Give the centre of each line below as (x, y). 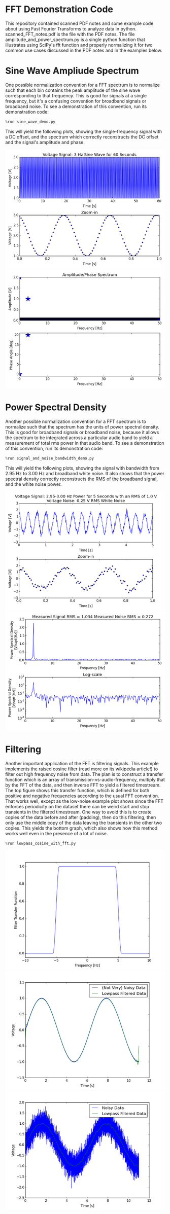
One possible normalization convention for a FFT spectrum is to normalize (82, 85)
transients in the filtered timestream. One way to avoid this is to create (78, 812)
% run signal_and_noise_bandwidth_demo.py (50, 458)
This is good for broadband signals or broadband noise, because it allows (82, 432)
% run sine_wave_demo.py (30, 122)
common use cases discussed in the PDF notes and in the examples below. (84, 50)
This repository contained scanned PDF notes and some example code (79, 23)
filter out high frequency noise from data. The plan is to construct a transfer (84, 774)
